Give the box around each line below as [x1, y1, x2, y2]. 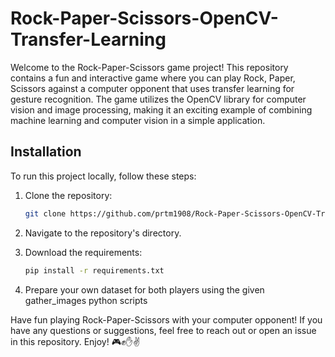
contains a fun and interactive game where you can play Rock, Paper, [10, 72, 296, 84]
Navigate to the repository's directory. [24, 227, 182, 239]
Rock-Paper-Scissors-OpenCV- [10, 7, 279, 30]
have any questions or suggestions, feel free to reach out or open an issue [10, 324, 317, 336]
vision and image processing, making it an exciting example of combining [10, 103, 313, 116]
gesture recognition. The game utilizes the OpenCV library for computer [10, 93, 307, 105]
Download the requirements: [24, 246, 143, 258]
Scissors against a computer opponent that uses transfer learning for [10, 82, 295, 94]
